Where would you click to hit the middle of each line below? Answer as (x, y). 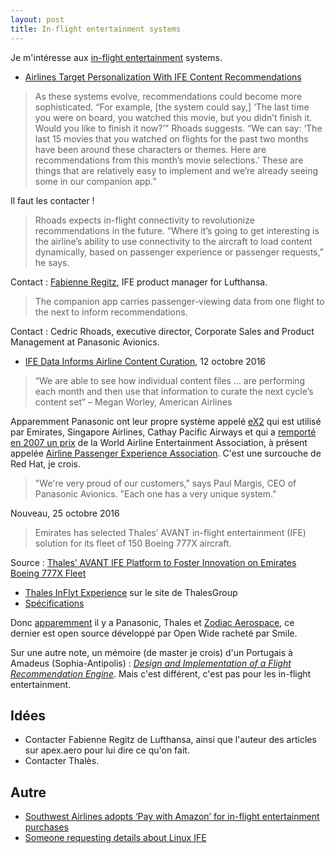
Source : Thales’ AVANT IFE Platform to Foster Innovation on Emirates (153, 562)
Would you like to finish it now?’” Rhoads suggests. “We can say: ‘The (178, 128)
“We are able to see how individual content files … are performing (170, 380)
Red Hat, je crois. (46, 463)
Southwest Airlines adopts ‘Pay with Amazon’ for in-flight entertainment (172, 817)
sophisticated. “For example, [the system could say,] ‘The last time (172, 107)
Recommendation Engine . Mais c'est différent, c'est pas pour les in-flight (161, 673)
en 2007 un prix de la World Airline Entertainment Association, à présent (159, 442)
